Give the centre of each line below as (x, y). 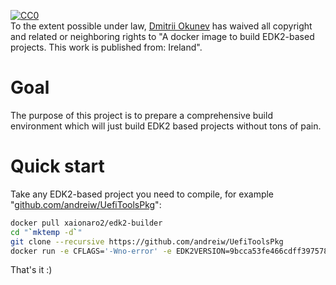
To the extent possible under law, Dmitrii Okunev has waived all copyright (161, 26)
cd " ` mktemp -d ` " (46, 232)
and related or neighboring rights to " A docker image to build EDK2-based (162, 36)
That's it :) (31, 270)
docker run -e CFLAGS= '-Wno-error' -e (91, 251)
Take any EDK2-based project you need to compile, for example (142, 194)
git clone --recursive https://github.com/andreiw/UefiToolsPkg (147, 241)
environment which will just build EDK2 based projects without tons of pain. (166, 126)
